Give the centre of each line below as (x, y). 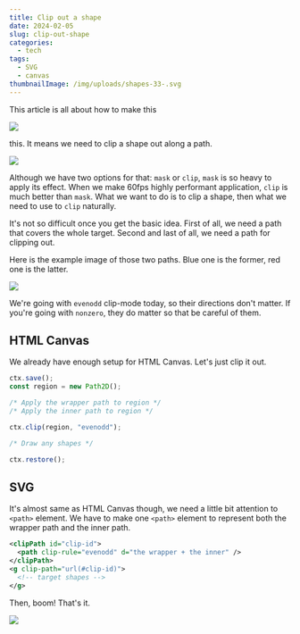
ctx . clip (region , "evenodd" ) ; (66, 427)
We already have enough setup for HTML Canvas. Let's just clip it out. (138, 362)
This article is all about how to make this (83, 109)
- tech (29, 51)
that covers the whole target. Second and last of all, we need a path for (140, 232)
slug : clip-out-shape (50, 34)
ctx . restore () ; (37, 459)
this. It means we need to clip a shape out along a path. (111, 143)
